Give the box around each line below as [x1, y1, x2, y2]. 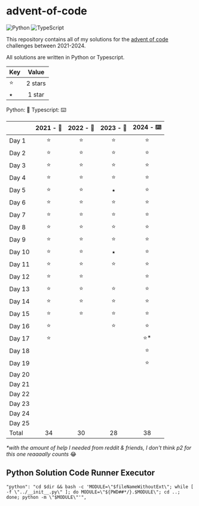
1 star [27, 90, 45, 98]
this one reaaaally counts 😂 [6, 450, 76, 457]
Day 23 [9, 399, 30, 408]
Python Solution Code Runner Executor [6, 468, 155, 478]
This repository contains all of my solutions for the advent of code [6, 35, 169, 43]
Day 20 [9, 370, 30, 378]
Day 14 [9, 297, 30, 306]
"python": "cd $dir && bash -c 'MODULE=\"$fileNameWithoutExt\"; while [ [6, 484, 194, 490]
